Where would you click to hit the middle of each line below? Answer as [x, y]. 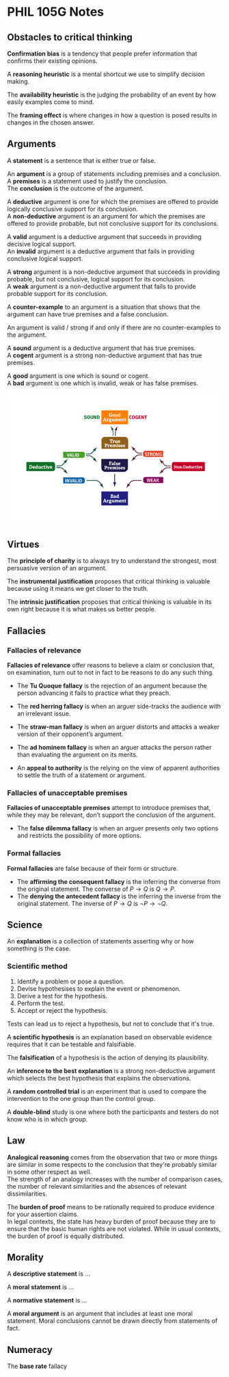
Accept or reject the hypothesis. [62, 1010]
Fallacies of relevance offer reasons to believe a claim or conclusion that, [111, 666]
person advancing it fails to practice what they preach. [94, 693]
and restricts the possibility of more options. [79, 835]
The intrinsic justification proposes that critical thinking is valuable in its [109, 602]
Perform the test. [41, 1003]
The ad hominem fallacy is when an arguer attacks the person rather [114, 748]
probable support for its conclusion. [57, 293]
